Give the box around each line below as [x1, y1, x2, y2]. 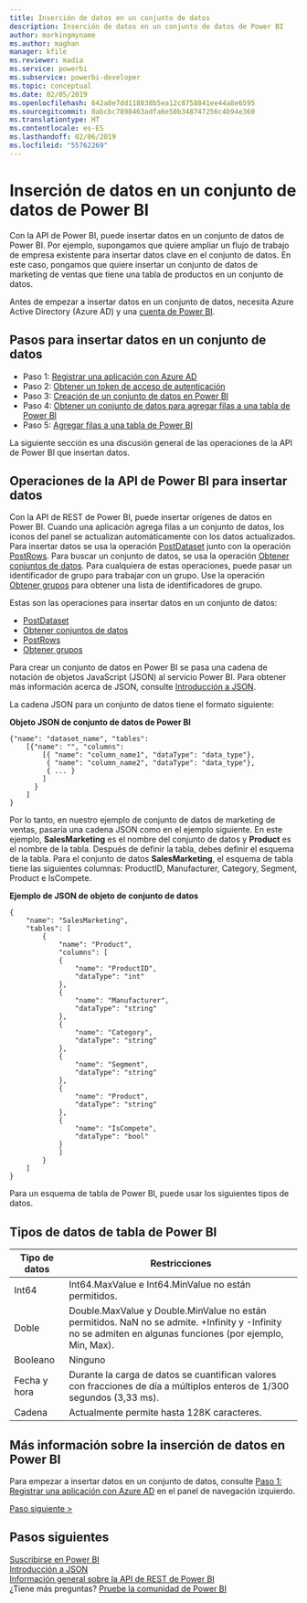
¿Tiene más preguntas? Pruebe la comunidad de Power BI [9, 1583, 227, 1594]
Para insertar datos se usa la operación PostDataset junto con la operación [9, 541, 291, 552]
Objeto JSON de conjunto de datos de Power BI [9, 717, 192, 727]
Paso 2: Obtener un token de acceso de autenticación [22, 380, 226, 391]
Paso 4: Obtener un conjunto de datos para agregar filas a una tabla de [22, 399, 291, 411]
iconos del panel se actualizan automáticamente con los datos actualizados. [9, 531, 296, 542]
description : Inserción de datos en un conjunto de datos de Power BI [9, 22, 284, 31]
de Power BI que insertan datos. [9, 447, 131, 458]
